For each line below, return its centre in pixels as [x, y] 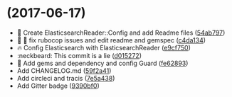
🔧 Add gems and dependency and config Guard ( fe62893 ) [102, 63]
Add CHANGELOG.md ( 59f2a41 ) [64, 70]
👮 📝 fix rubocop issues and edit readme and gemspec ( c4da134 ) [111, 40]
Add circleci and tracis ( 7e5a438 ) [66, 78]
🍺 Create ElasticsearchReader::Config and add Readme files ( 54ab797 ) [121, 33]
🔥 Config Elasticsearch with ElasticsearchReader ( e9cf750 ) [104, 47]
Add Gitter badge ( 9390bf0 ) [58, 86]
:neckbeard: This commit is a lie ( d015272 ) [79, 55]
